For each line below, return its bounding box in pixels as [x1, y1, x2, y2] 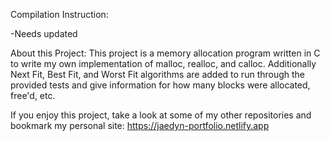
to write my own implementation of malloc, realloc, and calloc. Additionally [10, 58, 317, 69]
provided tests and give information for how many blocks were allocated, [10, 79, 311, 91]
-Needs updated [10, 28, 78, 39]
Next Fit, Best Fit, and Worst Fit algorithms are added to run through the [10, 69, 306, 80]
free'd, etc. [10, 90, 56, 101]
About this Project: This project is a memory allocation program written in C [10, 47, 321, 59]
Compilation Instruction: [10, 9, 109, 20]
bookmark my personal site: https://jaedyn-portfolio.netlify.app [10, 120, 270, 131]
